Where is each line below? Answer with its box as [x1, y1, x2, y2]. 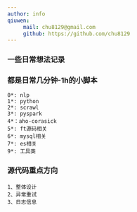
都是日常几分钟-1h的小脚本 [7, 76, 98, 86]
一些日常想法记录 [7, 54, 65, 64]
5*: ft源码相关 [7, 125, 48, 133]
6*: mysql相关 [7, 133, 47, 140]
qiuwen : [7, 17, 30, 24]
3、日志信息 [7, 199, 37, 206]
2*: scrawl [7, 104, 39, 112]
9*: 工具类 [7, 148, 37, 155]
